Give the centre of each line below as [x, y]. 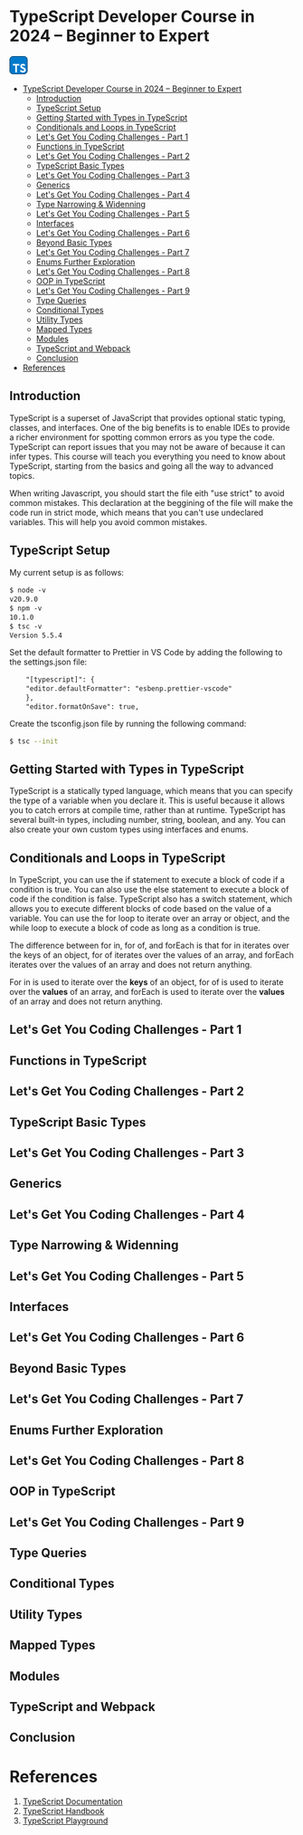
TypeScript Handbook [63, 1811]
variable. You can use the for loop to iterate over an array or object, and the [150, 918]
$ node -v [28, 590]
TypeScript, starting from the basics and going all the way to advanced [142, 466]
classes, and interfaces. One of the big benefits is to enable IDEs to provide [150, 427]
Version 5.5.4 [36, 636]
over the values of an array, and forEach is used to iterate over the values [147, 992]
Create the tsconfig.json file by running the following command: [128, 723]
